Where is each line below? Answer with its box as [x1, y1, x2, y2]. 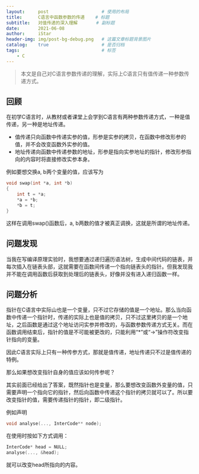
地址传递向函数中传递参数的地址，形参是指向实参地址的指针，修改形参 [14, 148, 187, 155]
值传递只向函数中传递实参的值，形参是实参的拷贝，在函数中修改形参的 [14, 133, 187, 140]
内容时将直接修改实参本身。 [25, 156, 93, 163]
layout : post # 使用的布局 [6, 8, 129, 15]
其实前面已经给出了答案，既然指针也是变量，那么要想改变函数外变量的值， [6, 381, 188, 388]
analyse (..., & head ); [6, 450, 60, 456]
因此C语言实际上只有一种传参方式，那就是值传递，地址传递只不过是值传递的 [6, 349, 192, 356]
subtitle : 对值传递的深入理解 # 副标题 [6, 20, 115, 26]
